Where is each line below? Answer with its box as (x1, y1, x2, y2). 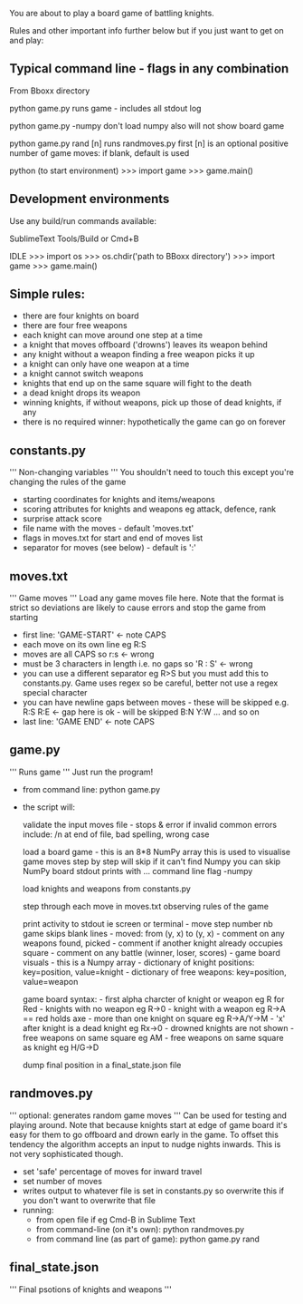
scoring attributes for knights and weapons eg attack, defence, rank (22, 503, 277, 515)
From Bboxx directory (9, 85, 90, 96)
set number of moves (22, 1175, 102, 1186)
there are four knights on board (22, 310, 139, 321)
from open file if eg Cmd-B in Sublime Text (35, 1214, 196, 1225)
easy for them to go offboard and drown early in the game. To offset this (9, 1129, 279, 1140)
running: (22, 1204, 54, 1215)
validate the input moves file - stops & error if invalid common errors (22, 819, 278, 830)
